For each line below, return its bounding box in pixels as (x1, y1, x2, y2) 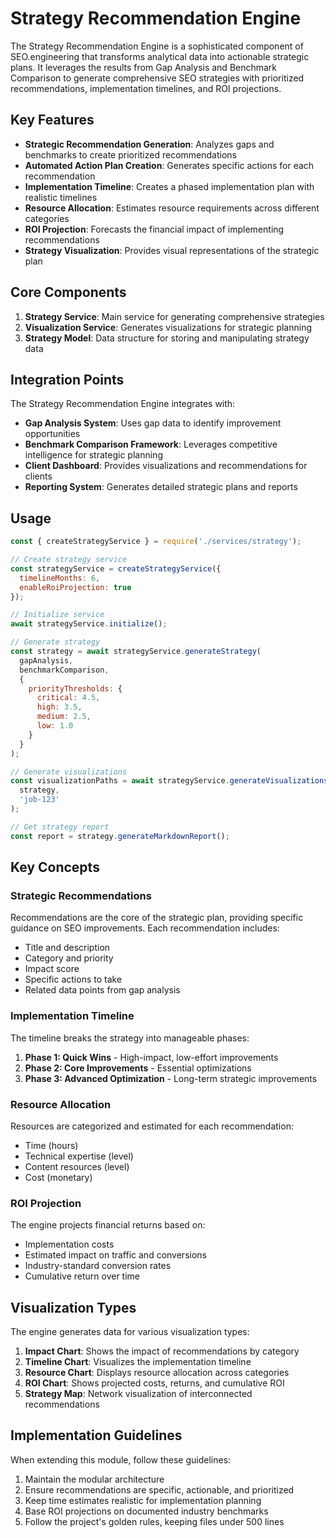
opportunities (24, 428, 81, 440)
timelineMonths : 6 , (19, 573, 101, 583)
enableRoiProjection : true (19, 582, 132, 592)
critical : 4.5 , (36, 693, 101, 703)
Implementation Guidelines (10, 1427, 183, 1444)
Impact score (24, 963, 80, 975)
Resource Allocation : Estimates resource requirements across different (24, 202, 320, 214)
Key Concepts (10, 859, 100, 876)
